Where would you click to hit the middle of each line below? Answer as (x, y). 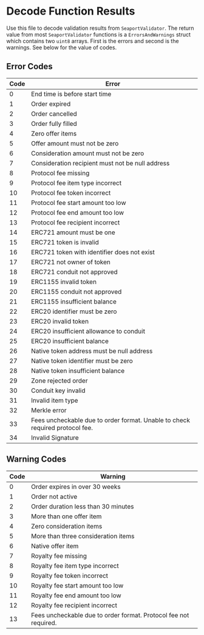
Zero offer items (54, 133)
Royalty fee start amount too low (77, 585)
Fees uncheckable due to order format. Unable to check (110, 420)
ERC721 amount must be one (73, 232)
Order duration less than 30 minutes (83, 506)
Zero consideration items (67, 526)
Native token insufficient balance (78, 370)
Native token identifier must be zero (82, 361)
